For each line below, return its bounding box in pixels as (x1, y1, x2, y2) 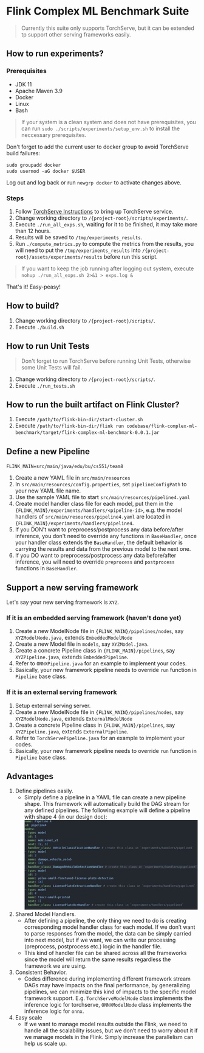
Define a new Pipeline (6, 446, 90, 457)
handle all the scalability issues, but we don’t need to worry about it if (24, 1027, 198, 1034)
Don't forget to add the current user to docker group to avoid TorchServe (6, 143, 189, 150)
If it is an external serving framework (6, 688, 117, 696)
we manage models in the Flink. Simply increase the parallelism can (24, 1033, 194, 1040)
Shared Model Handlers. (15, 910, 76, 917)
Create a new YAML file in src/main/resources (15, 474, 131, 481)
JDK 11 (15, 80, 32, 88)
